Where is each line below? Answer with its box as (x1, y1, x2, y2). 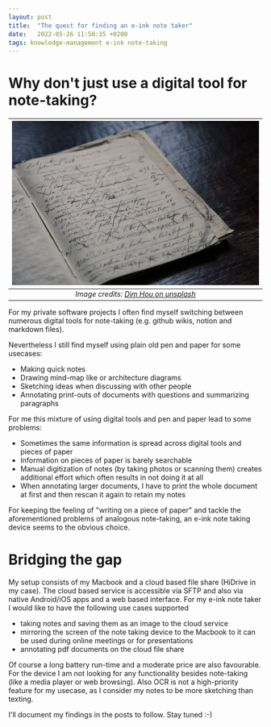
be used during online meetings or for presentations (19, 635, 194, 645)
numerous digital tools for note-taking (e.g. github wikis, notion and (8, 315, 232, 326)
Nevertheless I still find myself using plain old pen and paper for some (8, 339, 241, 350)
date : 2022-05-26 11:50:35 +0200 (8, 30, 128, 38)
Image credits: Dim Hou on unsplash (75, 289, 196, 299)
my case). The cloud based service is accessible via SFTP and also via (8, 585, 244, 596)
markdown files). (8, 324, 65, 334)
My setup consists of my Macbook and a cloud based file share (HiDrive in (8, 577, 256, 587)
